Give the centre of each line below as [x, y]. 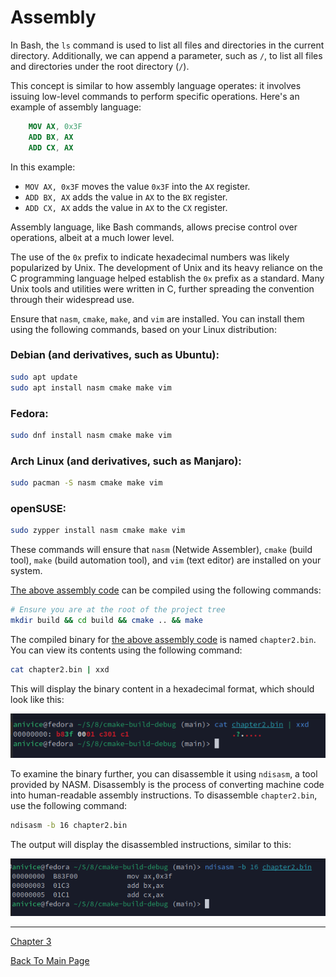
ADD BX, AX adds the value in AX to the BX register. [126, 197]
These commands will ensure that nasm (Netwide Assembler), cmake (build [161, 550]
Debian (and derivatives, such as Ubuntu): [115, 355]
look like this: [37, 699]
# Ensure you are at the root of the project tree [118, 610]
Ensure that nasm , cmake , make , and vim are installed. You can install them [157, 318]
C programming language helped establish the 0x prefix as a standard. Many [167, 278]
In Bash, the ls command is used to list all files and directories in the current [167, 45]
